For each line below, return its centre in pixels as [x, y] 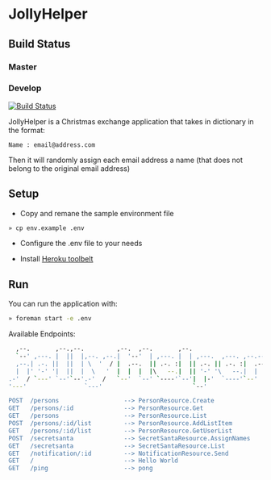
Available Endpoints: [42, 334]
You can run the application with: [63, 304]
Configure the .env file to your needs [81, 244]
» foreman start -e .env [50, 319]
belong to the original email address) [69, 168]
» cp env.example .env [46, 228]
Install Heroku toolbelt [56, 259]
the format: [27, 130]
